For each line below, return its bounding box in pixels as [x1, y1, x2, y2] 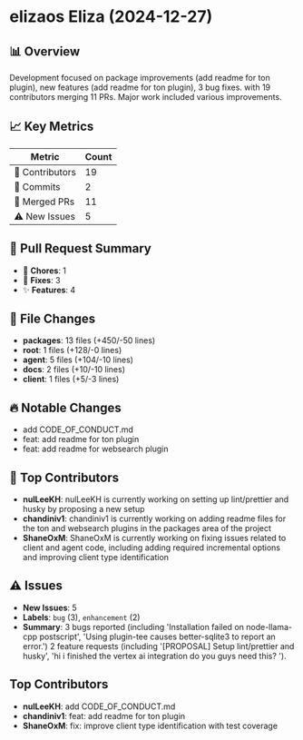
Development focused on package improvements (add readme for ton [9, 73, 270, 83]
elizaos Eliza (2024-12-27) [9, 6, 213, 27]
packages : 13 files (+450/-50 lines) [22, 335, 156, 346]
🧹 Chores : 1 [22, 265, 66, 276]
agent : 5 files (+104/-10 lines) [22, 354, 134, 365]
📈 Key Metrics [9, 119, 94, 134]
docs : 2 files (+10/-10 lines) [22, 364, 125, 375]
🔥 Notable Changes [9, 400, 122, 415]
